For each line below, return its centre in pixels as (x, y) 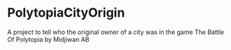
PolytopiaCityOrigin (66, 13)
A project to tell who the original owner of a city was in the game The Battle (116, 32)
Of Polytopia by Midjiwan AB (48, 39)
